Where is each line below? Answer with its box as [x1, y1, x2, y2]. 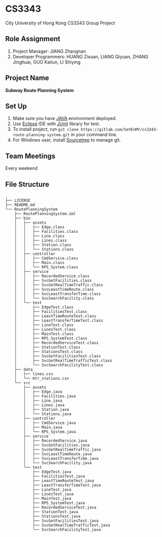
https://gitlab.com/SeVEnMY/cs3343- [80, 127, 158, 132]
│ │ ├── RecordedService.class [14, 274, 90, 279]
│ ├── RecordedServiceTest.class [14, 340, 99, 345]
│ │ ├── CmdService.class [14, 256, 79, 261]
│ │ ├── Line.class [14, 233, 65, 238]
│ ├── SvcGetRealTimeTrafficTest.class [14, 358, 113, 363]
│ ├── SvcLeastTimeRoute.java [23, 452, 92, 457]
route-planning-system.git [12, 133, 70, 138]
